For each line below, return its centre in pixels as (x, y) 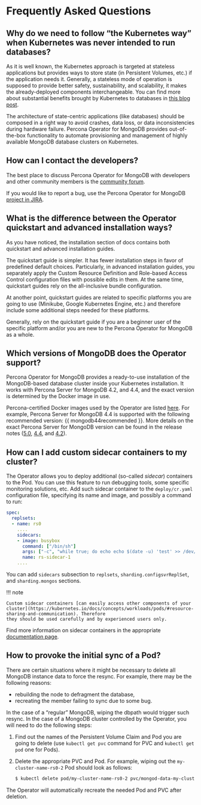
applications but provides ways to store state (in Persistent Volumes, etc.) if (99, 73)
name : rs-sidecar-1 (46, 557)
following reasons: (29, 683)
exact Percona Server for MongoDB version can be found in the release (94, 427)
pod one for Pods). (37, 749)
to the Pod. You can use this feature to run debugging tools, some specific (98, 483)
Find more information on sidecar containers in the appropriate (83, 630)
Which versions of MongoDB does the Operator (96, 353)
